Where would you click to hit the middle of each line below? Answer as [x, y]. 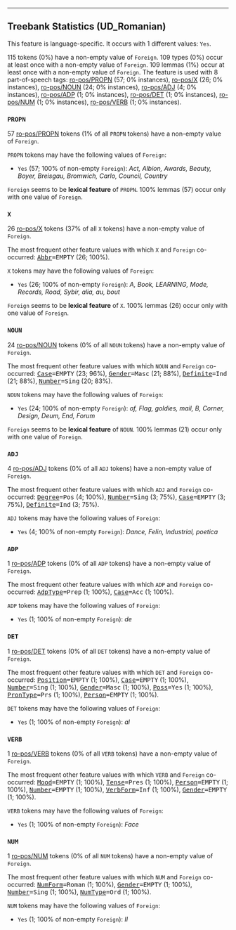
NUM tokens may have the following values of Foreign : [84, 906]
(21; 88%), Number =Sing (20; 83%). [60, 381]
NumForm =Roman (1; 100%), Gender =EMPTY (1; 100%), [114, 885]
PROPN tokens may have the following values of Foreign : [87, 155]
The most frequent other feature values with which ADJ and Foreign [104, 490]
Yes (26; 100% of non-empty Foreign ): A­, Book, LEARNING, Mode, [113, 285]
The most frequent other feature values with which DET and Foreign [104, 672]
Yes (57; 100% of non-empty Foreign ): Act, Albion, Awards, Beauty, [114, 169]
